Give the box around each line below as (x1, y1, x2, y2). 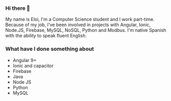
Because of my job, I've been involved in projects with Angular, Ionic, (5, 22, 151, 28)
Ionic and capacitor (12, 63, 54, 69)
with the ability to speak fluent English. (5, 33, 87, 39)
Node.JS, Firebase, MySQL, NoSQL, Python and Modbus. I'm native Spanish (5, 27, 166, 33)
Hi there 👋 (5, 5, 31, 12)
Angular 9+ (12, 57, 37, 63)
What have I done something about (5, 46, 94, 53)
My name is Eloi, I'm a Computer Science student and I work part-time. (5, 16, 155, 23)
